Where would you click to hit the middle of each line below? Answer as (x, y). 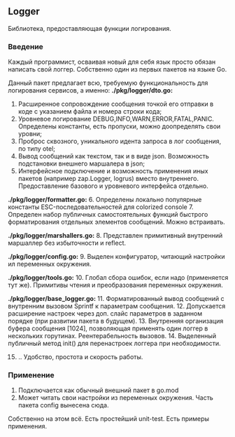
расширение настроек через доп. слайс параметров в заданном (105, 314)
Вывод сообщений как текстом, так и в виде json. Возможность (113, 156)
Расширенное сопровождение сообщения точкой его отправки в (116, 104)
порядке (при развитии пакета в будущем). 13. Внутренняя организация (116, 321)
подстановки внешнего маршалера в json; (81, 163)
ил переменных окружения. (50, 264)
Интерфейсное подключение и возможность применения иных (113, 171)
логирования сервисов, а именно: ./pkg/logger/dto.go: (91, 90)
